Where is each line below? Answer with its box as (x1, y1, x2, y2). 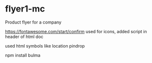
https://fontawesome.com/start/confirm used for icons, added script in (5, 28, 147, 34)
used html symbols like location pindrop (5, 43, 85, 49)
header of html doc (5, 34, 44, 39)
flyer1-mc (5, 3, 45, 14)
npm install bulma (5, 52, 40, 58)
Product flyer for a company (5, 19, 62, 25)
